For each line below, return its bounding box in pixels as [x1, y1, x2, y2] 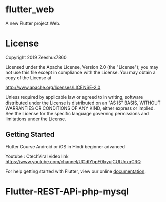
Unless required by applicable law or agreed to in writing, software [5, 94, 143, 100]
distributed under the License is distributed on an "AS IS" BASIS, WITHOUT [5, 99, 161, 106]
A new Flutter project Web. [5, 20, 61, 26]
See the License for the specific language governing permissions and [5, 110, 149, 116]
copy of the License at [5, 74, 52, 81]
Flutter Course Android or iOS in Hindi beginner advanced [5, 143, 125, 149]
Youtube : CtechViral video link [5, 153, 69, 159]
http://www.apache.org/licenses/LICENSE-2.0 [5, 84, 101, 90]
